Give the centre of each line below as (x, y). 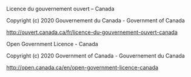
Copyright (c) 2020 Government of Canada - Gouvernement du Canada (95, 56)
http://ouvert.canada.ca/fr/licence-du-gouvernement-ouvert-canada (92, 32)
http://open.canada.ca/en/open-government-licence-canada (82, 67)
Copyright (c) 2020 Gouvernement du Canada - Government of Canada (95, 20)
